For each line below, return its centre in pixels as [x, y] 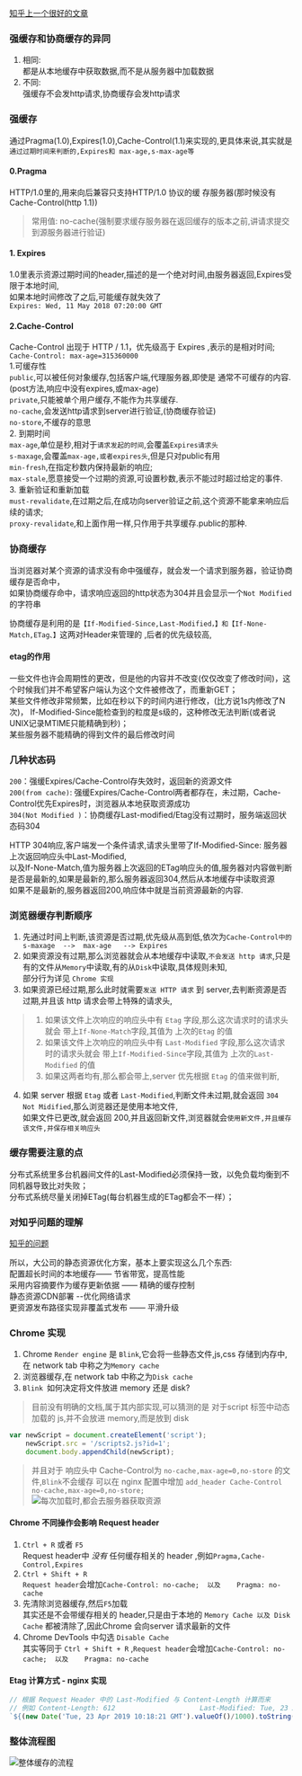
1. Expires [28, 253]
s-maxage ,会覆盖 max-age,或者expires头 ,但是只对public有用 [115, 456]
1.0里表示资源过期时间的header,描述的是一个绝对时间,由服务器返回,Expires [147, 274]
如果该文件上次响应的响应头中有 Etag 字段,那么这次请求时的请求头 [167, 1020]
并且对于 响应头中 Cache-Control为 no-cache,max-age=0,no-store [152, 1470]
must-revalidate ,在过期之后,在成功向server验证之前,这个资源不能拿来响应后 [149, 501]
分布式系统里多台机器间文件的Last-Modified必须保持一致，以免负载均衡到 [146, 1174]
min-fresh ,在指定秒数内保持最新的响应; [81, 467]
